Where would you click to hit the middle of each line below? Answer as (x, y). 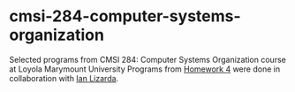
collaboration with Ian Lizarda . (64, 78)
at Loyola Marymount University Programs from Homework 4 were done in (145, 69)
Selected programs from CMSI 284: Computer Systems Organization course (148, 59)
